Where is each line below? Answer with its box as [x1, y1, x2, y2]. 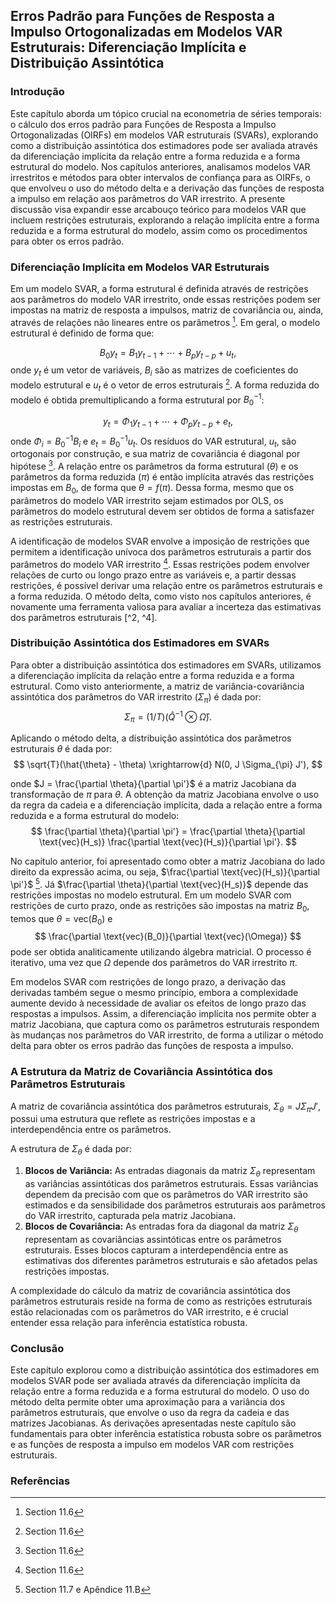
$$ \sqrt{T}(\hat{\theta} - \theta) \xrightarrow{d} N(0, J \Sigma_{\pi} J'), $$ [13, 759, 323, 771]
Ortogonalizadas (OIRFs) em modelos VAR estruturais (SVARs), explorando [10, 129, 319, 141]
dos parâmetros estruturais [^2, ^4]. [10, 611, 158, 623]
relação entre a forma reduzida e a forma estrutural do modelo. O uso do [10, 1385, 310, 1398]
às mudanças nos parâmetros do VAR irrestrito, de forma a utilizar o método [10, 1029, 324, 1041]
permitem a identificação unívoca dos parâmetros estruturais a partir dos [10, 545, 312, 558]
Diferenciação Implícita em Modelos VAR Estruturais [10, 260, 270, 274]
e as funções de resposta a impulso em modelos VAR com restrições [10, 1439, 295, 1451]
